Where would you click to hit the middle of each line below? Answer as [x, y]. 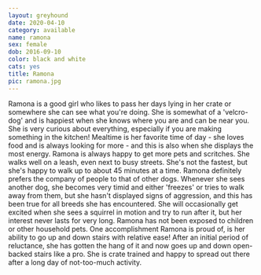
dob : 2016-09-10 [35, 52]
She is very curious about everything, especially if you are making [115, 128]
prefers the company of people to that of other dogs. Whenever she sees [127, 178]
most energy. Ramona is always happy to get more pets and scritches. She [129, 153]
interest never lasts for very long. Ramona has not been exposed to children [131, 220]
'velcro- [236, 112]
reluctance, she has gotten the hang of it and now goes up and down [120, 245]
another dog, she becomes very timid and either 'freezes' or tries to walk [126, 187]
